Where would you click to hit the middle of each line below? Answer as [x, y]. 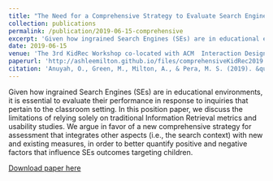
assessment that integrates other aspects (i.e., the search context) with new [136, 135]
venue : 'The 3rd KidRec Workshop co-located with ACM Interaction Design [138, 54]
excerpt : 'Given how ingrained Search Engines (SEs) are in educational [134, 39]
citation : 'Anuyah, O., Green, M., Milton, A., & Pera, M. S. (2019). [130, 69]
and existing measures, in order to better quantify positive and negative [128, 144]
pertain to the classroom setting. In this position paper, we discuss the [126, 109]
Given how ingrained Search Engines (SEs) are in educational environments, [136, 92]
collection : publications [52, 24]
